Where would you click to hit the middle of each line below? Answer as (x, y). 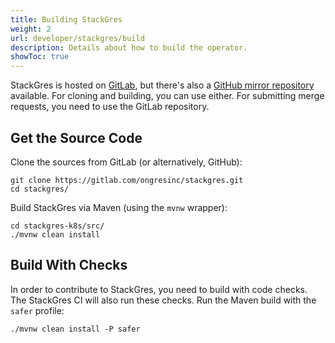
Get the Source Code (76, 137)
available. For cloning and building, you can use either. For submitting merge (167, 96)
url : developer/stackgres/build (77, 38)
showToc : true (40, 57)
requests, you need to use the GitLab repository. (110, 107)
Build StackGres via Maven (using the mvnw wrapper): (119, 207)
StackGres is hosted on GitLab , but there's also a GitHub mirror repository (162, 85)
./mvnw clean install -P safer (75, 329)
